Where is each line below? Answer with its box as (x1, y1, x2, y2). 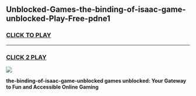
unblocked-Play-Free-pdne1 (6, 14, 111, 24)
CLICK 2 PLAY (6, 53, 47, 61)
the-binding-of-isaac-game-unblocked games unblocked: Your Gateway (6, 77, 187, 84)
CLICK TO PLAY (6, 31, 51, 40)
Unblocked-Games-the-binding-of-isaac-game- (6, 5, 186, 15)
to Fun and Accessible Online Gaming (6, 83, 99, 90)
